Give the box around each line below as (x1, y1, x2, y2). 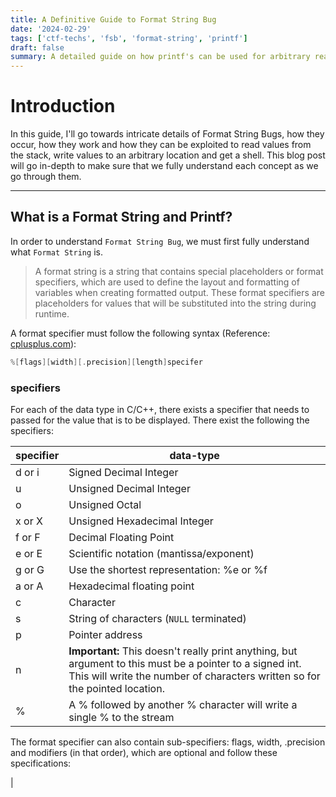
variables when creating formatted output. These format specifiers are (34, 286, 325, 298)
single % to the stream (68, 711, 175, 725)
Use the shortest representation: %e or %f (68, 563, 268, 577)
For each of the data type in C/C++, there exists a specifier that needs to (10, 404, 310, 416)
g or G (15, 563, 45, 577)
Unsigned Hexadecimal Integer (68, 514, 214, 528)
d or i (15, 466, 40, 480)
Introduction (10, 95, 116, 118)
